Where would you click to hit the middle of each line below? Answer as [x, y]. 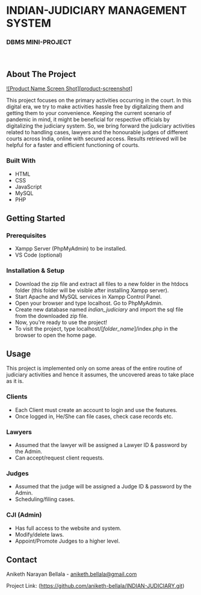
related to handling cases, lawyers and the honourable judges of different [97, 132]
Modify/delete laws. [39, 534]
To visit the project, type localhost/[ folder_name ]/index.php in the [96, 328]
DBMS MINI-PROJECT [39, 42]
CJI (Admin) [24, 515]
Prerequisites [26, 235]
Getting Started [36, 218]
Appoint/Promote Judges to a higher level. [67, 541]
